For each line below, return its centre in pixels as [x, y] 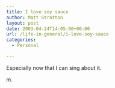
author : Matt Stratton [35, 17]
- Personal [25, 46]
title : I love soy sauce [37, 12]
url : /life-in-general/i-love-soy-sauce [58, 34]
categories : [21, 40]
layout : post [23, 23]
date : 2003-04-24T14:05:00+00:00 [48, 29]
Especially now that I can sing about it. [54, 68]
